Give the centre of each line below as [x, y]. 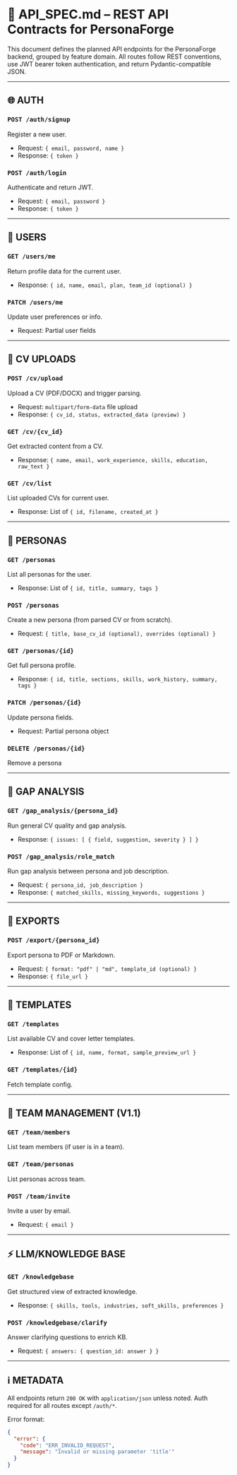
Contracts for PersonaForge [91, 29]
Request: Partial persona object [63, 731]
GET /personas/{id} [41, 651]
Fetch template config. [40, 1084]
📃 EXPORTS [34, 921]
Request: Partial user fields [57, 330]
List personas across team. [47, 1179]
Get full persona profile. [42, 665]
